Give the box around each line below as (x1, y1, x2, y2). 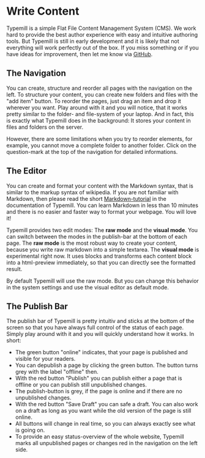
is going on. (15, 426, 45, 434)
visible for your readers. (15, 355, 76, 363)
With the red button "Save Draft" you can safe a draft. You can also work (15, 401, 199, 408)
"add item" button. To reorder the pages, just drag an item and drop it (6, 97, 182, 104)
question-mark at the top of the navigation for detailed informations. (6, 148, 178, 155)
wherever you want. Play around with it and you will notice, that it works (6, 104, 188, 111)
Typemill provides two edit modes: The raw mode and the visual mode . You (6, 226, 198, 233)
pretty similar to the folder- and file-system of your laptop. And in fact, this (6, 110, 194, 117)
